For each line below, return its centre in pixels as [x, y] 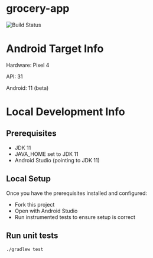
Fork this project [35, 204]
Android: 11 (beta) [27, 88]
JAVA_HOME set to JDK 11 [46, 154]
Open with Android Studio [46, 211]
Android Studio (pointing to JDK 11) [57, 160]
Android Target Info [55, 49]
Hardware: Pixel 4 [28, 65]
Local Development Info [66, 112]
